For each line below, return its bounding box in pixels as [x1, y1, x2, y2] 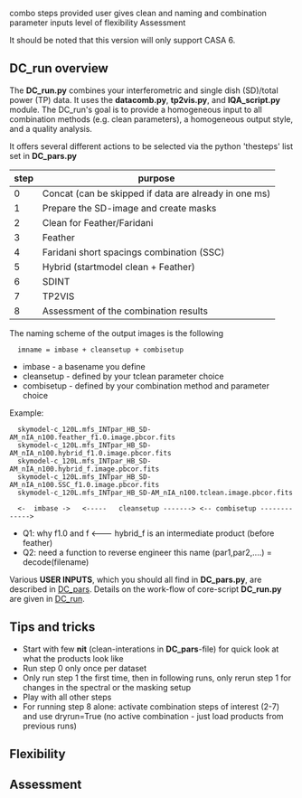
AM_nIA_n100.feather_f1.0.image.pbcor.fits [9, 433, 176, 442]
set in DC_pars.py [9, 150, 78, 161]
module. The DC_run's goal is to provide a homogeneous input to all [9, 104, 262, 115]
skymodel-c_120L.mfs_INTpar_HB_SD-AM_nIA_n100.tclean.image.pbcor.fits [17, 488, 294, 497]
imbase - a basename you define [22, 361, 146, 371]
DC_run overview [9, 61, 109, 76]
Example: [9, 407, 44, 418]
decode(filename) [22, 556, 90, 568]
